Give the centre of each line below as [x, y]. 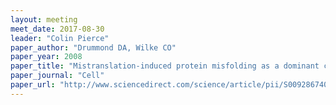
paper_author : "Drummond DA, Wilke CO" [93, 47]
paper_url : [33, 85]
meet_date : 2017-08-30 [57, 29]
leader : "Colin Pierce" [60, 38]
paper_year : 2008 [46, 57]
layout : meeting [44, 19]
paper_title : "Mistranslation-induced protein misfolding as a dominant [165, 66]
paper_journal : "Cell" [57, 76]
